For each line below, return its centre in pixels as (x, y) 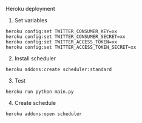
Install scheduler (35, 58)
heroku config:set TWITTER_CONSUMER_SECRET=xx (66, 37)
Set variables (31, 20)
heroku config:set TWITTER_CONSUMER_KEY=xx (62, 31)
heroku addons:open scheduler (44, 114)
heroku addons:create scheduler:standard (59, 69)
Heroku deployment (30, 9)
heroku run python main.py (40, 92)
